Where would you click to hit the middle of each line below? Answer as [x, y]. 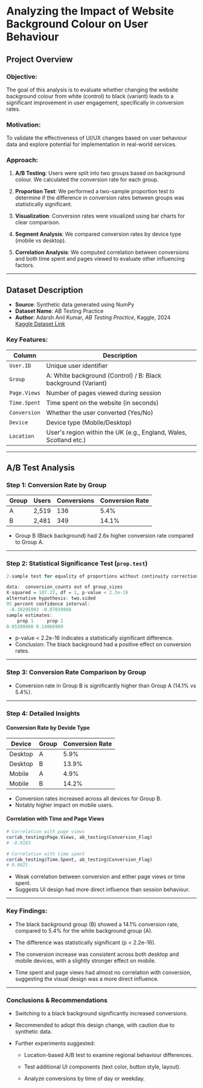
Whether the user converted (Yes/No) [100, 412]
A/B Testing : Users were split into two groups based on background [100, 173]
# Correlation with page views [46, 832]
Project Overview [40, 59]
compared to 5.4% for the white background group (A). [84, 930]
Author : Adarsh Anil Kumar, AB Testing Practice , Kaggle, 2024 [93, 318]
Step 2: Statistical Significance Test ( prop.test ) [77, 564]
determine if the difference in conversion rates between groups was [99, 198]
